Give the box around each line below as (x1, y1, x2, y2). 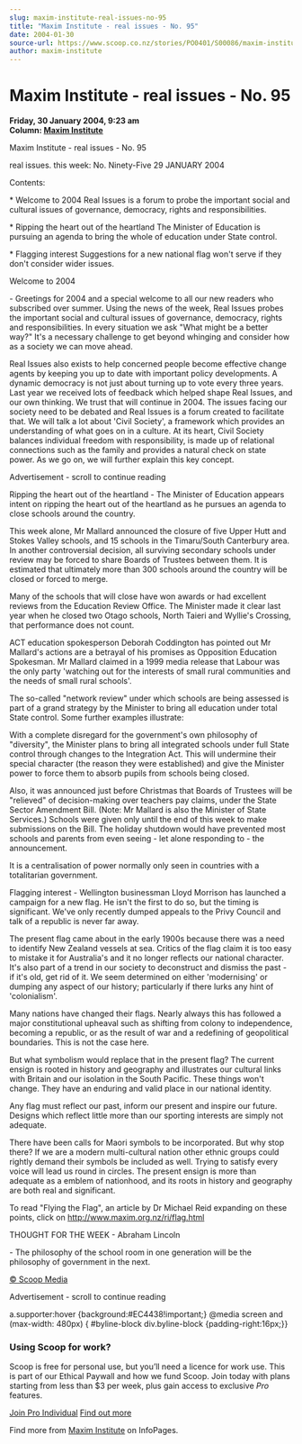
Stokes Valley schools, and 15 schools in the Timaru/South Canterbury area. (9, 535, 290, 546)
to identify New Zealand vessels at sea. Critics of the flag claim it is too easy (9, 943, 292, 954)
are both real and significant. (9, 1185, 116, 1196)
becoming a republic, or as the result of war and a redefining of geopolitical (9, 1028, 289, 1039)
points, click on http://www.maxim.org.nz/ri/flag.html (9, 1212, 205, 1223)
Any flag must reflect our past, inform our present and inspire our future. (9, 1101, 278, 1112)
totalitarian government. (9, 870, 99, 881)
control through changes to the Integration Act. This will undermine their (9, 749, 277, 759)
